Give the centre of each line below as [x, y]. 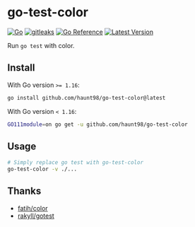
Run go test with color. [41, 45]
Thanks [24, 191]
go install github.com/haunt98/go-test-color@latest [87, 98]
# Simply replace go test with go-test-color [75, 163]
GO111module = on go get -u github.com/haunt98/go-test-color [98, 124]
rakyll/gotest [36, 216]
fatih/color [32, 208]
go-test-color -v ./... [42, 169]
